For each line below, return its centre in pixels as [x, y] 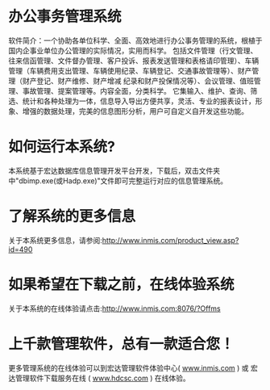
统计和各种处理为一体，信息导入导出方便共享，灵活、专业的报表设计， [139, 101]
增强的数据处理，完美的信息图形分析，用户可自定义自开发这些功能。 [135, 111]
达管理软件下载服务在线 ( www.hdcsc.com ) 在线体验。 [100, 378]
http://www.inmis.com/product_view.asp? [170, 240]
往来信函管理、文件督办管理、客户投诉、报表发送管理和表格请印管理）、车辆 [134, 61]
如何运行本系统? [62, 147]
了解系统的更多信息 [72, 217]
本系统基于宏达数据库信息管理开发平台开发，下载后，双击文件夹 [114, 170]
